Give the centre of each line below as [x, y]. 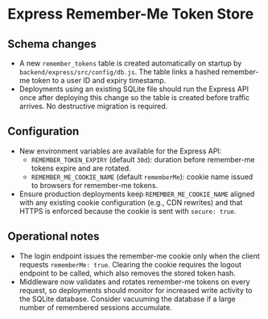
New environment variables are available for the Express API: [120, 151]
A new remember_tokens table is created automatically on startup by [130, 63]
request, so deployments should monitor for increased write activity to [136, 290]
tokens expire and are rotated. [81, 168]
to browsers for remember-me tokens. [95, 185]
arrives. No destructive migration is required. [93, 106]
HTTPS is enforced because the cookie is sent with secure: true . [128, 211]
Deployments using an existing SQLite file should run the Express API [134, 89]
